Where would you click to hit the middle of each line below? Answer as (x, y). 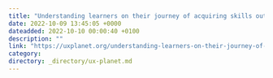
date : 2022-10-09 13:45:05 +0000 (65, 24)
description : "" (36, 39)
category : (25, 54)
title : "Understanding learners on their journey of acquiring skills (130, 16)
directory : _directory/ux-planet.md (70, 62)
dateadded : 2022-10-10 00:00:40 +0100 (74, 31)
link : (17, 46)
